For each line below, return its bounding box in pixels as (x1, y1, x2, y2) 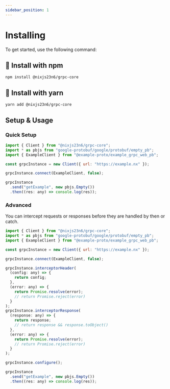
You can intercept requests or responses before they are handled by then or (5, 213, 165, 220)
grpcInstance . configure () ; (5, 360, 63, 366)
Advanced (5, 201, 32, 208)
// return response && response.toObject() (14, 323, 109, 328)
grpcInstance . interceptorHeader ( (5, 265, 77, 271)
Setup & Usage (5, 116, 54, 125)
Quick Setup (5, 131, 37, 138)
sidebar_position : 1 (5, 7, 50, 13)
